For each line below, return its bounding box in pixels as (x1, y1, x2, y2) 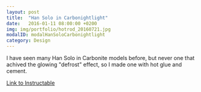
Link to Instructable (6, 79, 55, 86)
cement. (6, 67, 28, 74)
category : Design (6, 37, 51, 44)
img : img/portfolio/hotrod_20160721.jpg (6, 26, 112, 33)
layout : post (6, 9, 40, 15)
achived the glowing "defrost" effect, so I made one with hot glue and (6, 61, 182, 68)
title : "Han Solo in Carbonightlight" (6, 15, 108, 21)
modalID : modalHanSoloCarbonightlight (6, 32, 105, 38)
